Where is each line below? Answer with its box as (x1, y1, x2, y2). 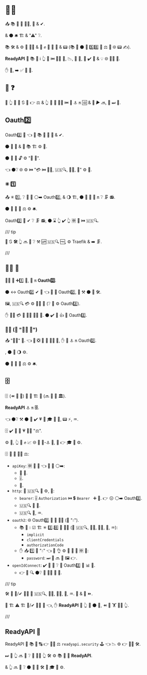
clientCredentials (26, 537, 64, 542)
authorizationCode (26, 543, 64, 548)
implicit (26, 532, 45, 537)
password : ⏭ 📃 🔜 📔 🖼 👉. (26, 555, 78, 561)
